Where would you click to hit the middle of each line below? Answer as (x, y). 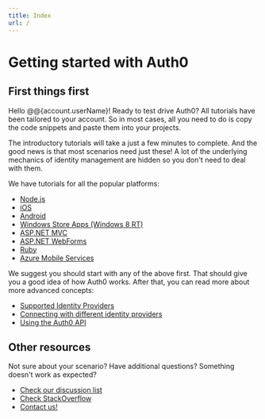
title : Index (30, 15)
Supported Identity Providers (67, 306)
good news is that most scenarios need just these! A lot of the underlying (128, 151)
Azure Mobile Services (57, 258)
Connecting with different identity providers (91, 313)
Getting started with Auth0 (98, 62)
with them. (25, 168)
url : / (19, 23)
